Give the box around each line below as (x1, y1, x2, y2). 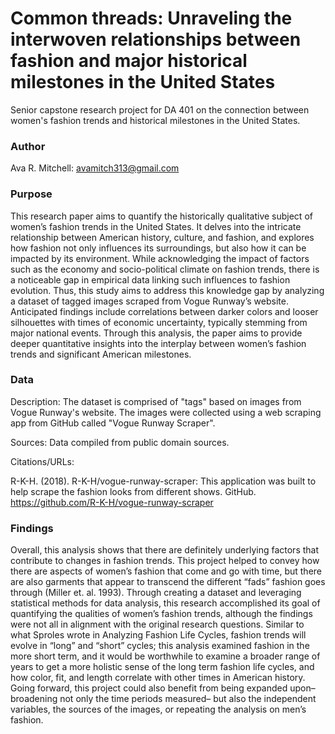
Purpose (10, 187, 53, 201)
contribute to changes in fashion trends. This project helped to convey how (10, 555, 320, 567)
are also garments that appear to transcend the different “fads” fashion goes (10, 576, 326, 588)
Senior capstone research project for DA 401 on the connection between (10, 103, 310, 116)
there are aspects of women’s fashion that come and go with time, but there (10, 565, 322, 577)
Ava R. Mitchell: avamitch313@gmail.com (10, 162, 180, 174)
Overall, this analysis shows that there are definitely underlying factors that (10, 544, 320, 556)
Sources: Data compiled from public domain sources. (10, 436, 230, 448)
